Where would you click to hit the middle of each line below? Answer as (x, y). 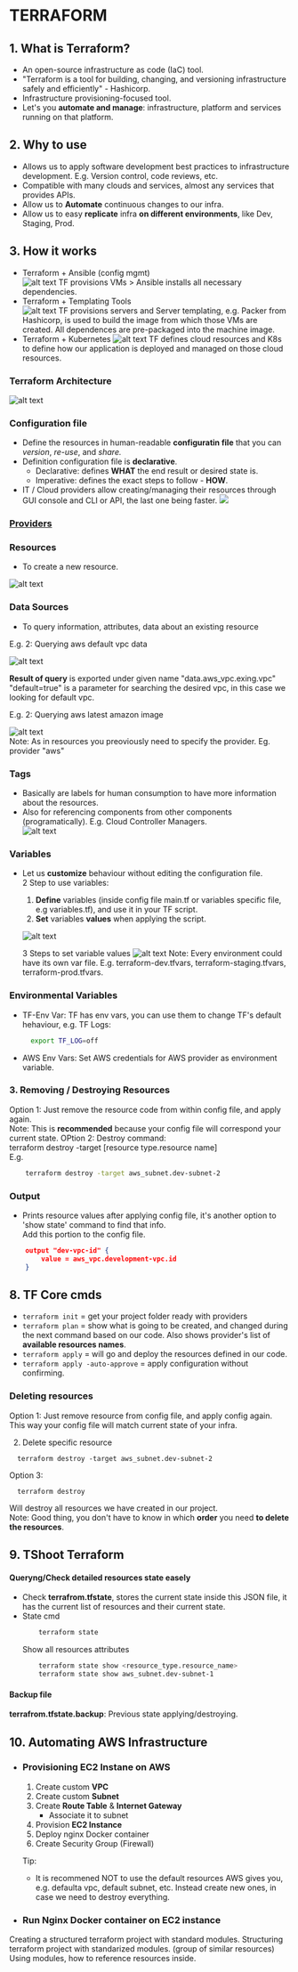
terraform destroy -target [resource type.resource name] (113, 1147)
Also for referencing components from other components (127, 812)
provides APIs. (48, 195)
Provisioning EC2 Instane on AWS (96, 1767)
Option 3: (26, 1475)
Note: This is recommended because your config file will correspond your (145, 1128)
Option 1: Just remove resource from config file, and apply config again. (141, 1416)
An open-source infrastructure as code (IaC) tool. (113, 69)
